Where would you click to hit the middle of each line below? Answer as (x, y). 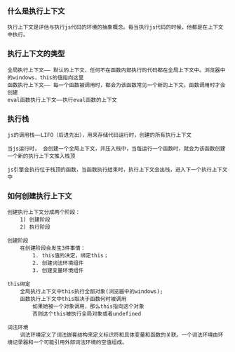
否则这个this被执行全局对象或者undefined (87, 314)
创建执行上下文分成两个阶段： (44, 212)
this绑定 (19, 284)
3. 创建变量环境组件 (58, 271)
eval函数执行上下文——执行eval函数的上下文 (62, 100)
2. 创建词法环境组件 (58, 263)
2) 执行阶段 (35, 227)
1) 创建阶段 (35, 220)
